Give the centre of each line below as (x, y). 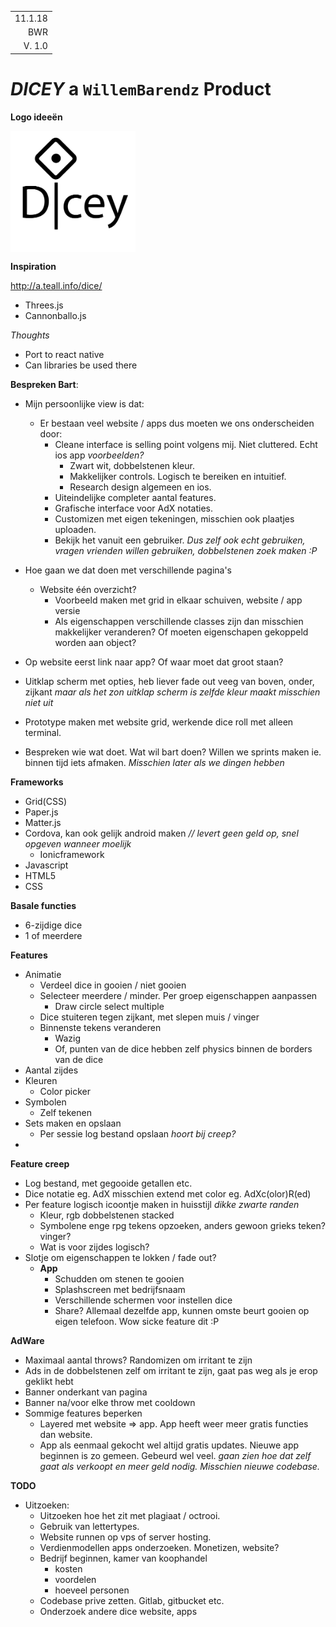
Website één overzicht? (88, 590)
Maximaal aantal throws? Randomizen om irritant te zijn (138, 1360)
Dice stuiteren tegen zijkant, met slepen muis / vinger (149, 1017)
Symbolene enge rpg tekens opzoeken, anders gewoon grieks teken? (182, 1226)
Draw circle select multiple (109, 1007)
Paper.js (41, 812)
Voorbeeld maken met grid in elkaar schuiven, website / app (178, 600)
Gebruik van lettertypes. (89, 1527)
